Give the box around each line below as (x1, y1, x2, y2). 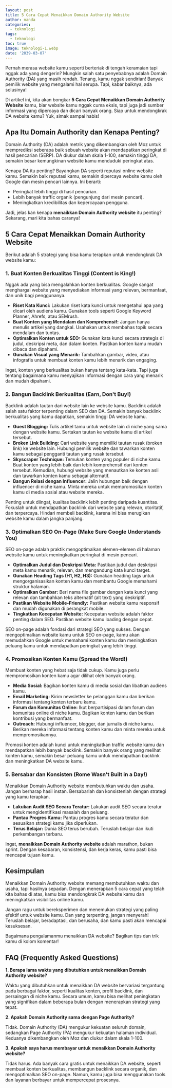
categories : (5, 22, 31, 27)
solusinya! (5, 86, 27, 93)
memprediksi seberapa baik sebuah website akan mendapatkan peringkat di (5, 147, 167, 153)
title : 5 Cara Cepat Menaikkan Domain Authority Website (5, 12, 130, 17)
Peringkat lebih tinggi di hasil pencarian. (12, 189, 98, 195)
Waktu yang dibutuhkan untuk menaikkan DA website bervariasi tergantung (5, 983, 165, 989)
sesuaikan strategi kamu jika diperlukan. (12, 820, 98, 826)
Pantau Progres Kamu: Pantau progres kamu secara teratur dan (12, 814, 149, 821)
